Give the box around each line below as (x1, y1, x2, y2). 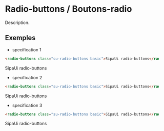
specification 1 (12, 46, 41, 52)
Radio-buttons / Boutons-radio (5, 3, 132, 15)
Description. (5, 20, 30, 25)
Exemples (5, 34, 36, 42)
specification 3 (12, 102, 42, 108)
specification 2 (12, 74, 42, 80)
